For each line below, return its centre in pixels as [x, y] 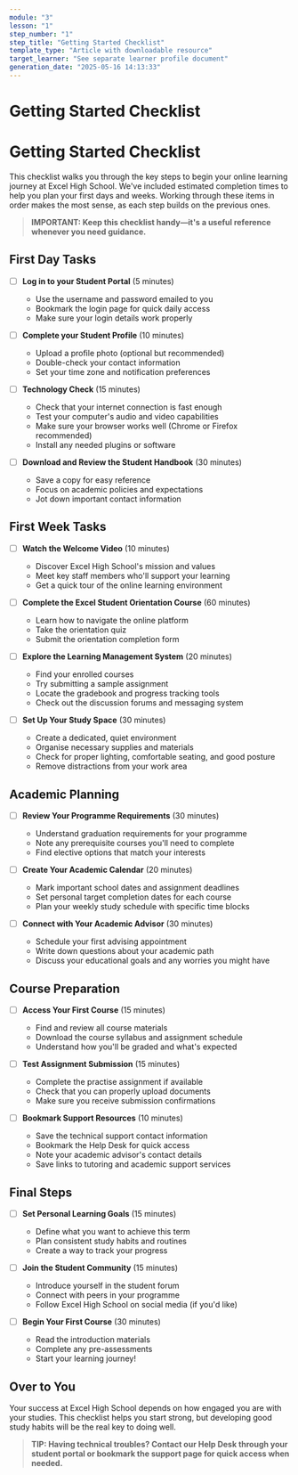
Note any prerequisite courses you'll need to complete [135, 843]
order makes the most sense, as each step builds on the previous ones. [140, 205]
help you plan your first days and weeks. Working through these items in [142, 196]
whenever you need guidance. [89, 232]
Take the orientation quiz [81, 630]
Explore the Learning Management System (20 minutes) [127, 656]
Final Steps [41, 1192]
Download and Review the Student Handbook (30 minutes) [132, 462]
